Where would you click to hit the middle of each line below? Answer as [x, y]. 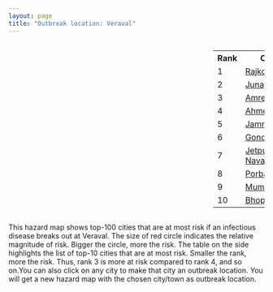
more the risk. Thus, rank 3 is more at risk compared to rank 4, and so [125, 261]
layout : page [30, 16]
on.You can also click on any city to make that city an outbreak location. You [136, 270]
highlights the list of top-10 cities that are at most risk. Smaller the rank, [128, 253]
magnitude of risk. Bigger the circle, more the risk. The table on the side [129, 244]
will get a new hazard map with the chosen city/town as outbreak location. [133, 279]
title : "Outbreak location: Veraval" [72, 24]
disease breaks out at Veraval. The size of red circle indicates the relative [131, 235]
